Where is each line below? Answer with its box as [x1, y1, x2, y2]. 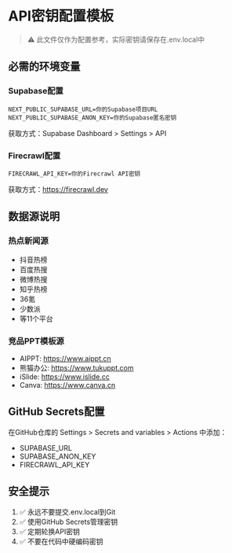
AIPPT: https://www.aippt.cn [19, 353, 111, 363]
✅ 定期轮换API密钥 [19, 526, 80, 536]
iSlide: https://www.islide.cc [19, 371, 110, 382]
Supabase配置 [8, 86, 64, 97]
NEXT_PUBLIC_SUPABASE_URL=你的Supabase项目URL [8, 105, 158, 113]
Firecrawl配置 [8, 150, 61, 161]
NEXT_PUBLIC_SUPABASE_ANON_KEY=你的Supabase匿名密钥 [8, 113, 177, 122]
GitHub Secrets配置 [8, 405, 105, 418]
